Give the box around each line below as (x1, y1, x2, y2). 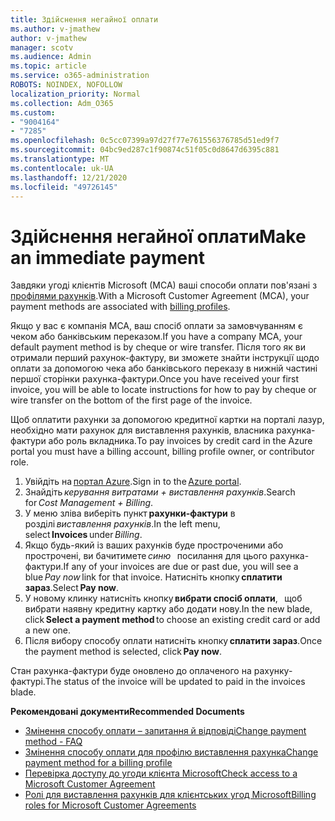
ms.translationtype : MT (10, 154, 110, 164)
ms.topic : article (10, 61, 87, 71)
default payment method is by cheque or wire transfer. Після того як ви (10, 341, 306, 353)
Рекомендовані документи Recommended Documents (10, 706, 245, 718)
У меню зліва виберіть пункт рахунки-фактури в (24, 507, 236, 520)
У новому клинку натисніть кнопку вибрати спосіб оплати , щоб (24, 592, 303, 605)
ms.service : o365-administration (10, 71, 150, 81)
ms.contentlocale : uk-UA (10, 163, 114, 173)
